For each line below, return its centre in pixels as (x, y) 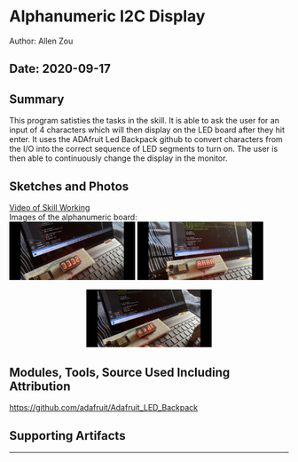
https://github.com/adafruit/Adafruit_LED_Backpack (103, 408)
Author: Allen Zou (41, 41)
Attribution (40, 386)
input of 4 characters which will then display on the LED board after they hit (147, 130)
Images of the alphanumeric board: (73, 217)
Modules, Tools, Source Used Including (120, 372)
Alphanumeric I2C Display (107, 16)
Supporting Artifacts (67, 436)
